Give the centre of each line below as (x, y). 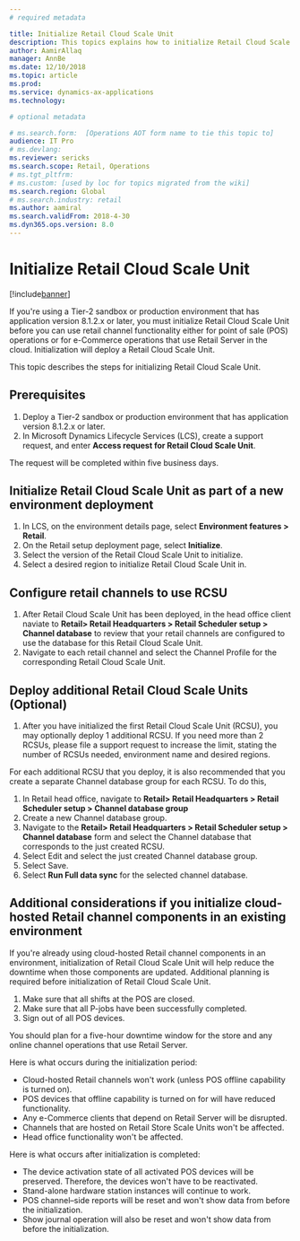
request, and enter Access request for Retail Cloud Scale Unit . (139, 445)
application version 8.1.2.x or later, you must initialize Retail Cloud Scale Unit (149, 320)
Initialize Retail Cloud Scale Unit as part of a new (146, 491)
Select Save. (45, 866)
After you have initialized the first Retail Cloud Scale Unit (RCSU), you (150, 726)
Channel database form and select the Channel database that (137, 837)
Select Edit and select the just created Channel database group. (140, 856)
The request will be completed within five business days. (114, 462)
